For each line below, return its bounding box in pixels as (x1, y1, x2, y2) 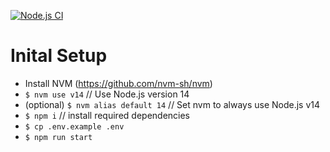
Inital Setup (10, 45, 108, 67)
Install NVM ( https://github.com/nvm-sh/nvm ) (24, 77, 213, 89)
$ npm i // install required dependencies (24, 109, 191, 121)
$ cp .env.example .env (24, 121, 125, 132)
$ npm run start (24, 132, 93, 142)
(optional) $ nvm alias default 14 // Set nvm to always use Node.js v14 (24, 98, 321, 110)
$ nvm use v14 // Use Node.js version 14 (24, 88, 190, 100)
